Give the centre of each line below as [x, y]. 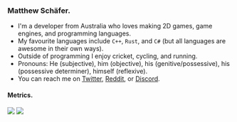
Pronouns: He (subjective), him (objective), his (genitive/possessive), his [123, 64]
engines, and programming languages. [74, 33]
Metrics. [20, 95]
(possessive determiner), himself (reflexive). [83, 71]
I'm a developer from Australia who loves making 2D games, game [115, 26]
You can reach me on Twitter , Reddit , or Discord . [89, 79]
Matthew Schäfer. [39, 11]
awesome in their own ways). [60, 49]
